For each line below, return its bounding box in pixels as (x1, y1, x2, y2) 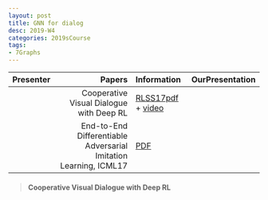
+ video (135, 103, 164, 113)
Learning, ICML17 (59, 160, 128, 171)
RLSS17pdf (135, 92, 179, 104)
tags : (8, 41, 26, 49)
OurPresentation (191, 74, 256, 84)
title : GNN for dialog (8, 19, 84, 27)
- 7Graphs (8, 49, 41, 57)
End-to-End (81, 120, 128, 131)
